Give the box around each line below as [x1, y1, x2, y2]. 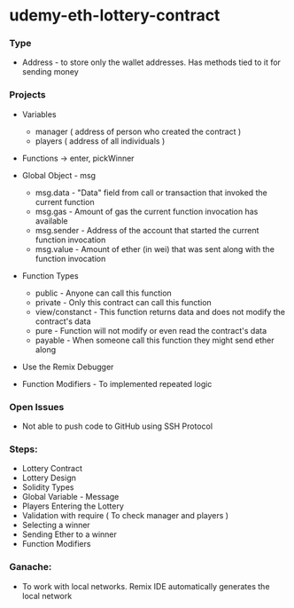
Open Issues [9, 400, 65, 413]
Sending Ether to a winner [21, 529, 118, 540]
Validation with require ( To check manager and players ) [21, 510, 228, 521]
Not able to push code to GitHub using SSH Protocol [21, 421, 213, 431]
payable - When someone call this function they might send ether [35, 335, 275, 345]
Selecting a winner [21, 520, 90, 531]
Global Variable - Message [21, 492, 120, 502]
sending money [21, 67, 80, 77]
